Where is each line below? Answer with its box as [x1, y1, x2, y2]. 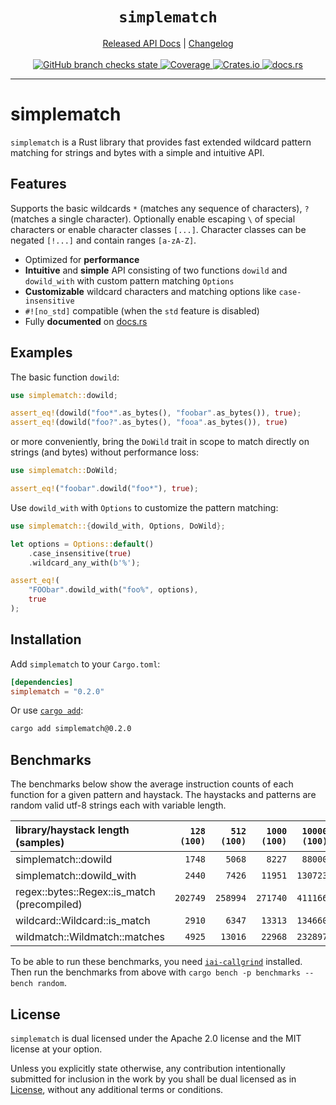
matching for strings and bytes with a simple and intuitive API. [10, 146, 265, 158]
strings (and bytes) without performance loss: [10, 446, 199, 458]
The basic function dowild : [10, 371, 120, 383]
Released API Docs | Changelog [102, 37, 234, 49]
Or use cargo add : [10, 704, 84, 717]
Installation [10, 631, 82, 648]
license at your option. [10, 1043, 103, 1055]
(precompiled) [15, 898, 83, 912]
